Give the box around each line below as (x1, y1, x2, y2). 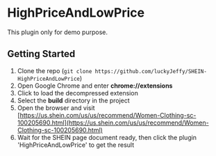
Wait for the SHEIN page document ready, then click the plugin (17, 133, 197, 141)
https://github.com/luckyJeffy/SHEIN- (94, 68, 207, 75)
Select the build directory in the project (17, 96, 130, 104)
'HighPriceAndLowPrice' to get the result (17, 141, 134, 149)
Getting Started (7, 48, 76, 60)
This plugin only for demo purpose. (7, 28, 108, 36)
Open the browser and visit (17, 103, 95, 112)
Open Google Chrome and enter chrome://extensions (17, 81, 173, 90)
